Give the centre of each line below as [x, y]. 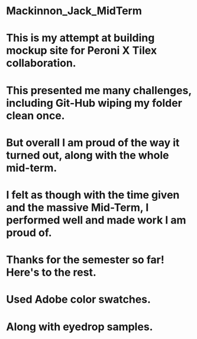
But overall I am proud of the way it [93, 143]
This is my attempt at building [80, 38]
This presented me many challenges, [99, 90]
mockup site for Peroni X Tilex [82, 51]
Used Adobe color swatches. [78, 300]
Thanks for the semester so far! [85, 260]
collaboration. [41, 63]
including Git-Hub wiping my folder [94, 103]
